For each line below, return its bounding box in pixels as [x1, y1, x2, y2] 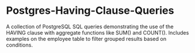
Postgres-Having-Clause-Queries [6, 4, 175, 17]
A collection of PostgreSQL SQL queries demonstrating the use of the [6, 23, 174, 30]
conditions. [6, 41, 33, 48]
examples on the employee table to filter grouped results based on [6, 35, 167, 42]
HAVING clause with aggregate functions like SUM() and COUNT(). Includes [6, 29, 189, 36]
